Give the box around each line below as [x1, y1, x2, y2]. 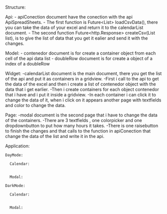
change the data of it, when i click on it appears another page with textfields [5, 97, 162, 103]
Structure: [5, 4, 26, 10]
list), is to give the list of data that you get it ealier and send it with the [5, 35, 148, 41]
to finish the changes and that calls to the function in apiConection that [5, 128, 151, 134]
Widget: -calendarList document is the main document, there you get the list [5, 70, 162, 76]
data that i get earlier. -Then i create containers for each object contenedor [5, 86, 160, 92]
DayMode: [5, 152, 23, 157]
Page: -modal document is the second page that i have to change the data [5, 112, 158, 118]
